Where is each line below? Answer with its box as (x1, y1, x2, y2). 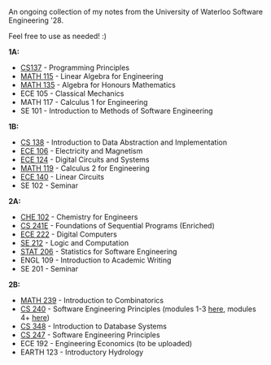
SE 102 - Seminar (20, 180, 79, 190)
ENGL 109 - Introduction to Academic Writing (20, 255, 172, 265)
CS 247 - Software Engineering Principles (20, 330, 160, 340)
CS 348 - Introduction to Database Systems (20, 321, 167, 331)
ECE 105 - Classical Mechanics (20, 89, 125, 98)
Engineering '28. (8, 15, 63, 25)
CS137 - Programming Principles (20, 63, 130, 72)
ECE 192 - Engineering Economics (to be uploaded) (20, 339, 193, 348)
